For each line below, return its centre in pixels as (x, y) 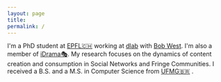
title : (17, 20)
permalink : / (26, 26)
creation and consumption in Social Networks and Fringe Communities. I (110, 64)
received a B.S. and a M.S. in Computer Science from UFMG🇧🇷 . (100, 71)
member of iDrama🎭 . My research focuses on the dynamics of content (109, 54)
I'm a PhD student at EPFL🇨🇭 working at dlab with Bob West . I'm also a (110, 46)
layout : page (26, 13)
